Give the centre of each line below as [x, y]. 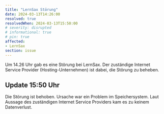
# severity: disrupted [28, 28]
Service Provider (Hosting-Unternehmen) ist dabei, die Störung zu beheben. [82, 69]
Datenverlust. [19, 107]
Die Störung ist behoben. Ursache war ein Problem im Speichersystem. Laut [82, 97]
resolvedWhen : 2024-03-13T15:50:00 [41, 23]
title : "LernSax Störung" [31, 10]
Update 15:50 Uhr [32, 85]
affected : [15, 42]
